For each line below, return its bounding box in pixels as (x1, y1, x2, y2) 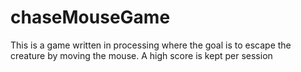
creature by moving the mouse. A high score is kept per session (10, 49, 273, 61)
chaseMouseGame (10, 6, 171, 29)
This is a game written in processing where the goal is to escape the (10, 39, 292, 51)
